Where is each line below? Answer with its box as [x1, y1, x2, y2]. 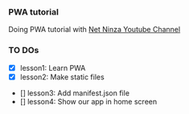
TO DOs [8, 45, 39, 56]
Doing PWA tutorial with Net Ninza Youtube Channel [8, 25, 181, 35]
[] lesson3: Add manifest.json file [19, 88, 130, 98]
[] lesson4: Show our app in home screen [19, 96, 158, 106]
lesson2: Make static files [19, 71, 105, 82]
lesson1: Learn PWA [19, 63, 86, 72]
